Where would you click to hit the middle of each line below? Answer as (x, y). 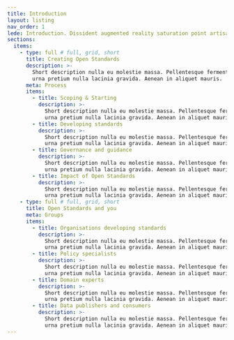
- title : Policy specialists (75, 254)
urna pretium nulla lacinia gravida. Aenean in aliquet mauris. (127, 79)
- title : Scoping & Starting (75, 98)
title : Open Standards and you (71, 209)
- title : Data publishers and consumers (92, 306)
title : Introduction (37, 14)
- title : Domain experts (68, 280)
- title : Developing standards (78, 124)
